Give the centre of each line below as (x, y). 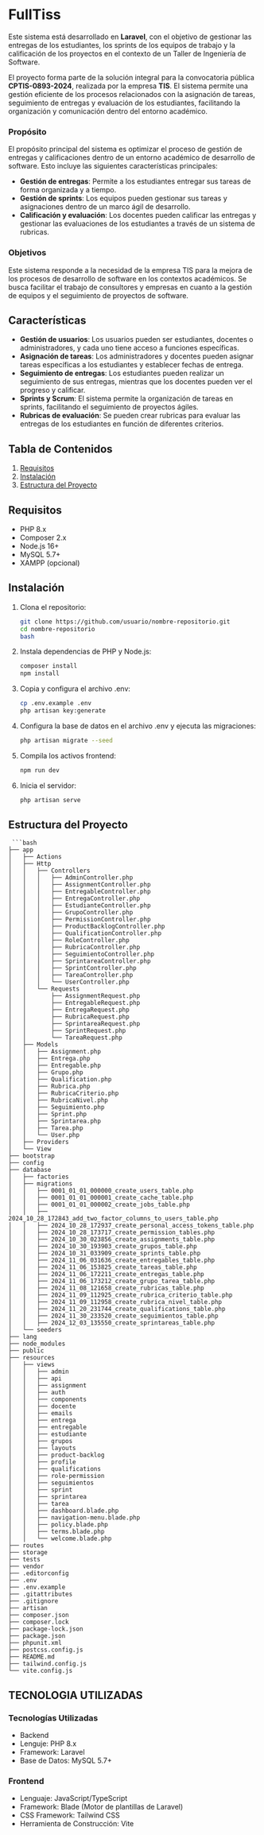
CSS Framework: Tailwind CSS (70, 1815)
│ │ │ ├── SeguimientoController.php (82, 954)
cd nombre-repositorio (57, 629)
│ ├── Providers (39, 1143)
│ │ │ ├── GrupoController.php (71, 913)
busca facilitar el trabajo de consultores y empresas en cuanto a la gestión (130, 287)
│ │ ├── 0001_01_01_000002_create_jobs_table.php (99, 1205)
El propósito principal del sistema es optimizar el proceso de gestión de (125, 149)
